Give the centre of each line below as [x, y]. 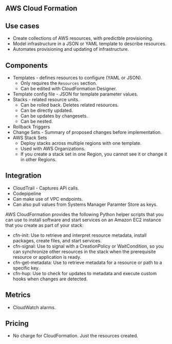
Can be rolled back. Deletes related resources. [70, 105]
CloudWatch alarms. [34, 307]
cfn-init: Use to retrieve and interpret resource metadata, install [80, 235]
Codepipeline [27, 193]
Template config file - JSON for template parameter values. [75, 94]
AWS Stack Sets [30, 138]
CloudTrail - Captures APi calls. [46, 188]
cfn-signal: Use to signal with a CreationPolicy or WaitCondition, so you [88, 246]
